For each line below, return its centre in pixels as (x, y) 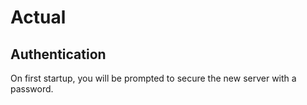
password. (32, 89)
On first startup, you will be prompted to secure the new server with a (153, 78)
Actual (38, 17)
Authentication (58, 54)
